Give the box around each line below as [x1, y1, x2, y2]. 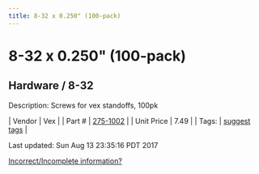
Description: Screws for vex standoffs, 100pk [8, 100, 159, 110]
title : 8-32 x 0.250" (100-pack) [8, 11, 121, 20]
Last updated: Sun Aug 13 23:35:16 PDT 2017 [8, 140, 159, 150]
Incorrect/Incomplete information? [8, 155, 123, 166]
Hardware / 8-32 [8, 79, 94, 93]
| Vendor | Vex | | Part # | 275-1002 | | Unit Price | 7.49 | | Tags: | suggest [8, 116, 251, 125]
